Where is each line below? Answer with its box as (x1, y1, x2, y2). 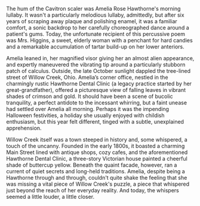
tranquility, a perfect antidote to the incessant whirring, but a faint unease (6, 99, 187, 106)
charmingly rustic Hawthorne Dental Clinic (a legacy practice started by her (6, 80, 192, 87)
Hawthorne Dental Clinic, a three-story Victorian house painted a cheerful (6, 155, 188, 162)
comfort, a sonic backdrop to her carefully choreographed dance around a (6, 24, 189, 31)
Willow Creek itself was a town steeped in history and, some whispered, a (6, 136, 188, 143)
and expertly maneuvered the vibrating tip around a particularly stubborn (6, 61, 186, 68)
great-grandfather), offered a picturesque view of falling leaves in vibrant (6, 87, 186, 93)
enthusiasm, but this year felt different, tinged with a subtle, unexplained (6, 118, 184, 125)
